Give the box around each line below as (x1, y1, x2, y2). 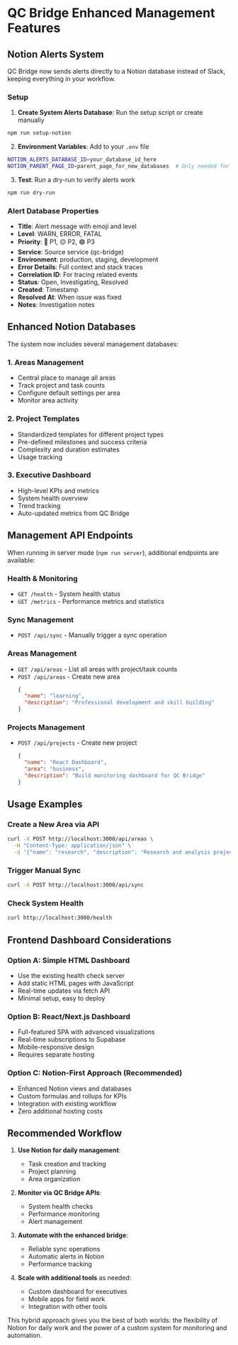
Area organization (28, 1175, 81, 1183)
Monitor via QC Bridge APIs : (17, 1188, 102, 1197)
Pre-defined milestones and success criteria (17, 437, 147, 446)
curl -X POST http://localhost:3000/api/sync (7, 882, 144, 889)
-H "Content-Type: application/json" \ (13, 842, 132, 850)
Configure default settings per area (17, 388, 120, 398)
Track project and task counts (17, 381, 105, 390)
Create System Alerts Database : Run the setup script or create (17, 108, 203, 117)
